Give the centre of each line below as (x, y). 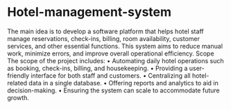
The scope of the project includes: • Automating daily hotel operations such (115, 60)
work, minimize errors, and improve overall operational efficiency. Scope (111, 53)
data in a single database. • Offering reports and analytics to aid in (123, 83)
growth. (18, 97)
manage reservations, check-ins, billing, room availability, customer (103, 38)
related (17, 83)
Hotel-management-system (89, 12)
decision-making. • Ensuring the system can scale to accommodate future (113, 90)
